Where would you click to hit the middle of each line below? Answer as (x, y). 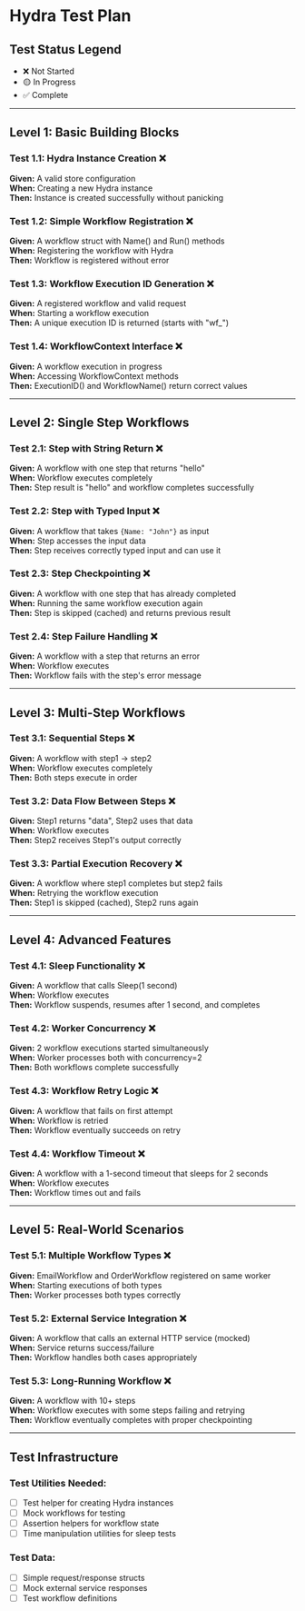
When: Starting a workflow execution (79, 313)
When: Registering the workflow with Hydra (92, 250)
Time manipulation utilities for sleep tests (99, 1534)
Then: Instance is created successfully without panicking (117, 197)
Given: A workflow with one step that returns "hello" (108, 468)
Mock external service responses (85, 1587)
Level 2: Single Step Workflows (99, 422)
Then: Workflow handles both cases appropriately (103, 1357)
